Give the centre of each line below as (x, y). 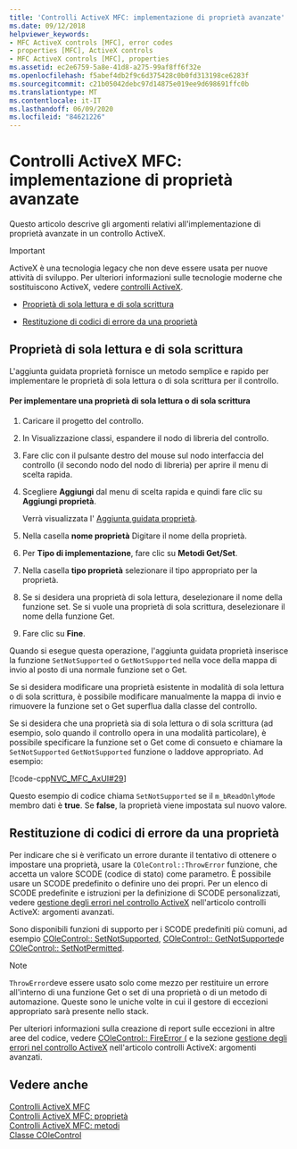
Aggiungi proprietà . (59, 502)
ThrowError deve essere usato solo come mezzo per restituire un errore (139, 982)
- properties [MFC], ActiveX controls (81, 51)
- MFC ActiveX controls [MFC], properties (89, 59)
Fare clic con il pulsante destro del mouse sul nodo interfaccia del (143, 455)
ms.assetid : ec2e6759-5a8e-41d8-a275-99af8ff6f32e (105, 68)
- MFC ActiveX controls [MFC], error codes (91, 42)
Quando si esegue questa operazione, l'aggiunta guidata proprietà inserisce (149, 651)
